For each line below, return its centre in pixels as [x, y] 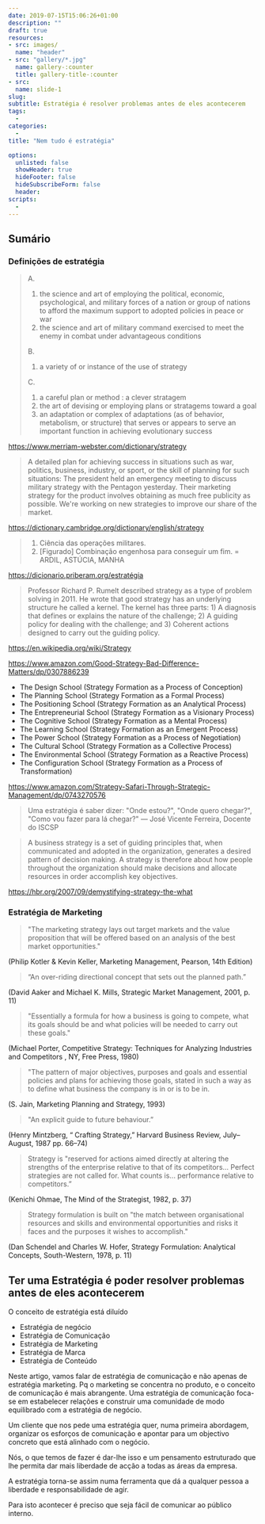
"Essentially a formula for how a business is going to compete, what [138, 1016]
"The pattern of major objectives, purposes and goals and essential [137, 1072]
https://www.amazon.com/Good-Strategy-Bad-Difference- [104, 663]
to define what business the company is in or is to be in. [118, 1089]
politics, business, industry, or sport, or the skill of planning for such [138, 470]
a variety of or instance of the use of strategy [113, 367]
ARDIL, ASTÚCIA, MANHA [82, 560]
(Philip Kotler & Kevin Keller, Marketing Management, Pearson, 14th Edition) [131, 962]
